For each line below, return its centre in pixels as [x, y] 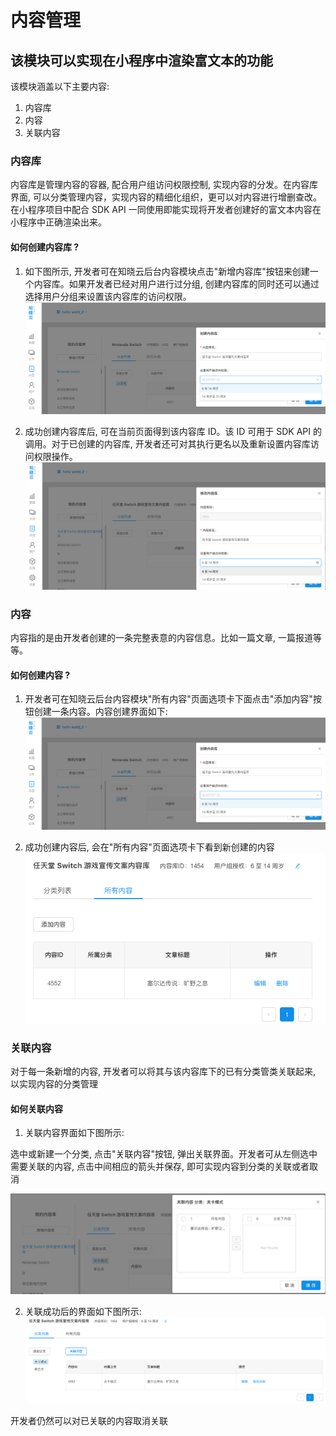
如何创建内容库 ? [45, 247]
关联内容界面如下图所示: [74, 1133]
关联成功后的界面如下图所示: [83, 1311]
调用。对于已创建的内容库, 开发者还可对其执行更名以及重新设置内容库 [167, 444]
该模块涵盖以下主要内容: [60, 86]
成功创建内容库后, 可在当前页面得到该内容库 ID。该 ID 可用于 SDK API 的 [173, 432]
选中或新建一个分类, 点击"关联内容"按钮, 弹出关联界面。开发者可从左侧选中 [164, 1154]
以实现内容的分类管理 [54, 1084]
